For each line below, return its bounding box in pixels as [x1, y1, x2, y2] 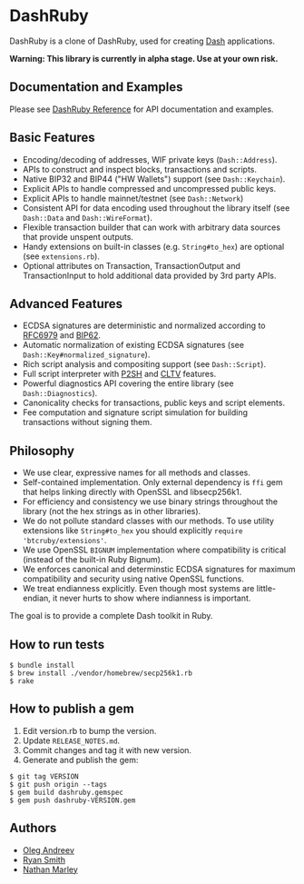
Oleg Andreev [22, 844, 75, 855]
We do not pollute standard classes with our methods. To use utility [22, 515, 275, 527]
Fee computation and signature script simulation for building [22, 407, 248, 418]
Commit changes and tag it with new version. [22, 744, 192, 755]
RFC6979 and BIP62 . [22, 330, 102, 341]
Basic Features [9, 130, 95, 145]
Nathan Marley [22, 864, 79, 875]
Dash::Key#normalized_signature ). [22, 349, 151, 360]
